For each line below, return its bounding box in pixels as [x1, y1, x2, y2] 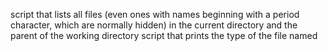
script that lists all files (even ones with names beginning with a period [10, 9, 300, 20]
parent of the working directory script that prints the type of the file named [10, 30, 318, 41]
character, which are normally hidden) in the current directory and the [10, 19, 298, 31]
